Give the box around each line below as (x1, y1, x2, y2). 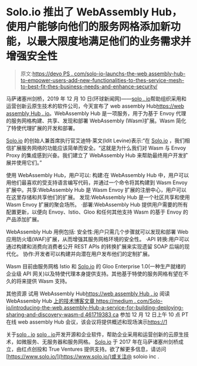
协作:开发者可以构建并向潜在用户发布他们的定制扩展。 (22, 250, 153, 257)
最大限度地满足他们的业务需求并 (37, 35, 192, 48)
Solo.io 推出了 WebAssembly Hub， (6, 5, 182, 19)
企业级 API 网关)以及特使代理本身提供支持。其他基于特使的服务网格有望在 (6, 270, 184, 277)
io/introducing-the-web (6, 304, 63, 311)
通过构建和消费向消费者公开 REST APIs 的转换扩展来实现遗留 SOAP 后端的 (6, 242, 185, 250)
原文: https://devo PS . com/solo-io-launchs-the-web (20, 70, 148, 77)
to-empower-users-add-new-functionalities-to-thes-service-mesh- (20, 76, 185, 84)
